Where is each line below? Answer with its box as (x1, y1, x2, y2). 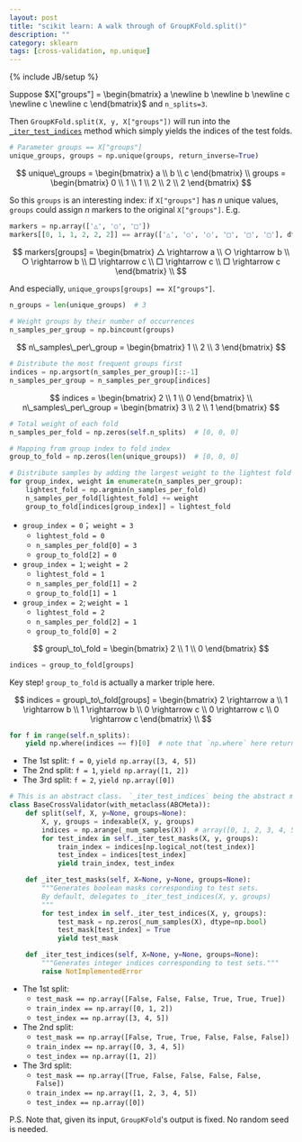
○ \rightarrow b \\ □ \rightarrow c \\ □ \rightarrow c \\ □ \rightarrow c (21, 256, 281, 267)
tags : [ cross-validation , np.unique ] (9, 47, 151, 56)
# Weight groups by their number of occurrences (9, 317, 195, 326)
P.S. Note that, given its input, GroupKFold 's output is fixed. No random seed (9, 1114, 289, 1125)
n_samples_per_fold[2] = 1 (35, 617, 138, 626)
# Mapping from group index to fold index (9, 443, 171, 453)
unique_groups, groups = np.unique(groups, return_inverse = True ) (9, 151, 259, 160)
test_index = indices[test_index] (57, 851, 187, 860)
